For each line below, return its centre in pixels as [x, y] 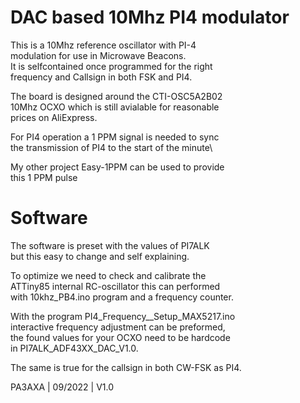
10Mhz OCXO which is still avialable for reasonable [115, 107]
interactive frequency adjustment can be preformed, [118, 327]
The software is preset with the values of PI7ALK [110, 245]
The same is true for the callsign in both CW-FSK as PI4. [126, 367]
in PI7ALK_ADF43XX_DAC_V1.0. [74, 348]
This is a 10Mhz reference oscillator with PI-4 [103, 45]
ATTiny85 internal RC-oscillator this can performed [115, 286]
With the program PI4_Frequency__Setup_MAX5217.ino [123, 316]
